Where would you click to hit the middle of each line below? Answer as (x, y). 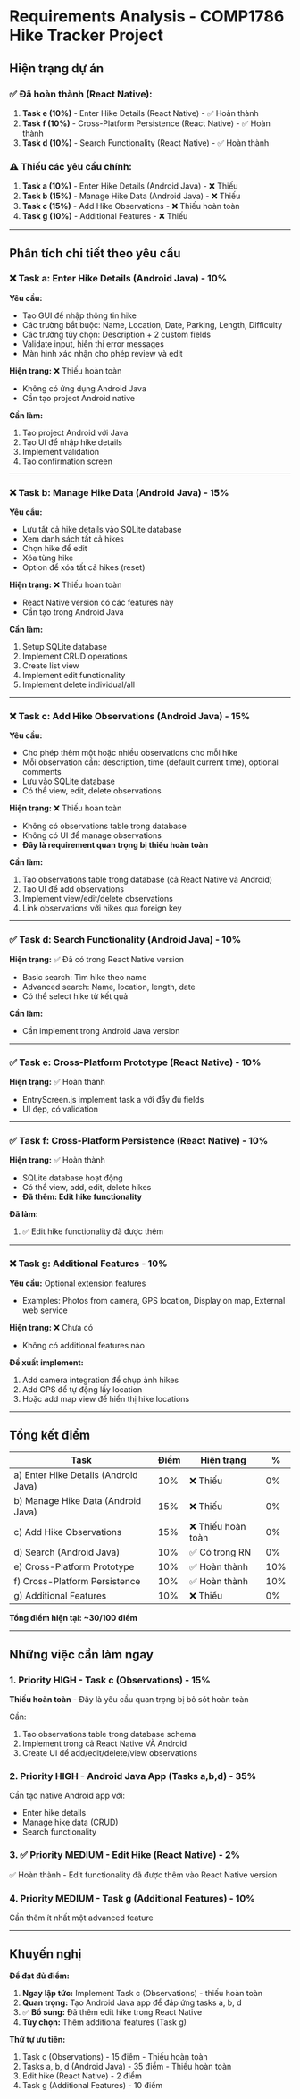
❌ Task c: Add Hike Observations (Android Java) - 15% (130, 717)
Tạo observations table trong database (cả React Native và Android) (147, 880)
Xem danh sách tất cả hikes (73, 539)
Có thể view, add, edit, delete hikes (87, 1188)
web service (45, 1310)
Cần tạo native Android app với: (67, 1796)
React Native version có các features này (98, 603)
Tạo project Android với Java (75, 432)
